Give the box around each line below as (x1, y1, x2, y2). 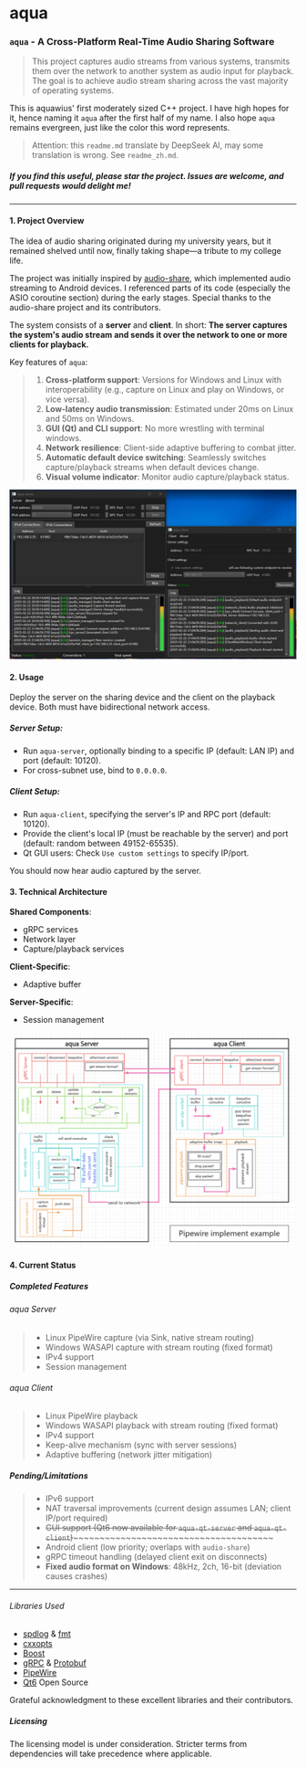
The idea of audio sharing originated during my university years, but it (9, 236, 271, 247)
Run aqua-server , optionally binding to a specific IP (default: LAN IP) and (22, 745, 294, 756)
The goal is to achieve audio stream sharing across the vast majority (31, 76, 289, 87)
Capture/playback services (22, 943, 125, 954)
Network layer (22, 934, 76, 945)
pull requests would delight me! (9, 181, 132, 192)
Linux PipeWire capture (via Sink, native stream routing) (45, 1331, 255, 1342)
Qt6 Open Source (22, 1677, 89, 1688)
